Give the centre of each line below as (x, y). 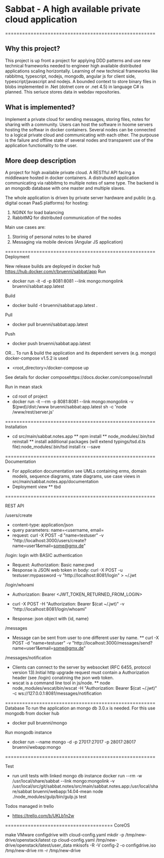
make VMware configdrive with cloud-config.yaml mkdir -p (65, 835)
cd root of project (30, 397)
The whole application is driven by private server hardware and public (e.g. (81, 198)
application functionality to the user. (41, 145)
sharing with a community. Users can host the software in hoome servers (79, 124)
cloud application (41, 19)
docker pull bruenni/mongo (40, 723)
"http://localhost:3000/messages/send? (112, 643)
